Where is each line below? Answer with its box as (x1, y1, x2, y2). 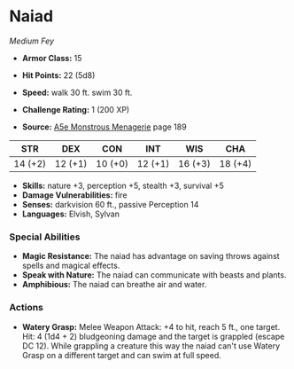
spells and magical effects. (21, 260, 120, 271)
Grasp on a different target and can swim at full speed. (21, 349, 221, 360)
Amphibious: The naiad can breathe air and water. (21, 279, 207, 290)
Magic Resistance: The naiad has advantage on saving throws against (21, 251, 281, 262)
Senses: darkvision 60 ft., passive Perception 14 (21, 199, 199, 209)
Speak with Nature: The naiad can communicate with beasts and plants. (21, 270, 287, 280)
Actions (9, 302, 44, 314)
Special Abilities (9, 231, 81, 243)
